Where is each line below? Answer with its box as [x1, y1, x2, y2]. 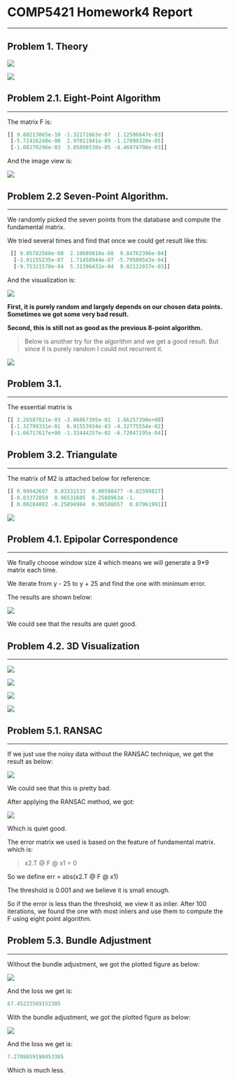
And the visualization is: [7, 275, 76, 284]
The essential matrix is [7, 403, 72, 411]
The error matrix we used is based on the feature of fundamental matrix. [7, 838, 215, 846]
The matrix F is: [7, 117, 52, 126]
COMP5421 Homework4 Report [7, 4, 193, 20]
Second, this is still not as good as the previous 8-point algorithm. [7, 323, 203, 331]
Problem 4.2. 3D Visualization [7, 640, 140, 652]
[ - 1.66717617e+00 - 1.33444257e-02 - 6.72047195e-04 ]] [10, 430, 168, 437]
